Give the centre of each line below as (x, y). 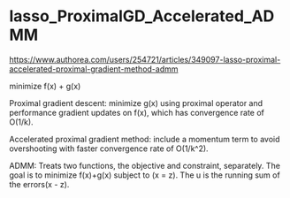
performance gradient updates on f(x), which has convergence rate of (137, 112)
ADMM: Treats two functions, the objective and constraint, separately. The (145, 165)
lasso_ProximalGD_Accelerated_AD (142, 16)
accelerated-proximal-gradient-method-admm (94, 69)
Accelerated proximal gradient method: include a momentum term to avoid (145, 139)
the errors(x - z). (39, 184)
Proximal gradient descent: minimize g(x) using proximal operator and (136, 103)
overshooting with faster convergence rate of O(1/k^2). (109, 148)
